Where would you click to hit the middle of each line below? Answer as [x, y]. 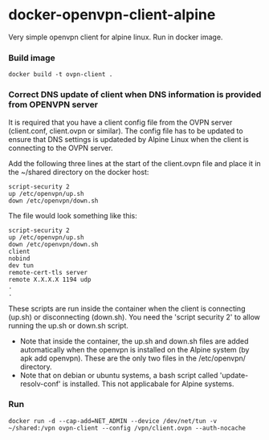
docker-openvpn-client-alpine [112, 15]
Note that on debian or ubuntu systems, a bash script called [119, 375]
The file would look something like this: [73, 215]
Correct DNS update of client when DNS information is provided [135, 95]
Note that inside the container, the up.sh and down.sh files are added [134, 341]
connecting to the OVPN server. [61, 148]
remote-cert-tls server [48, 272]
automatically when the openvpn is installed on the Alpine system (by [134, 349]
